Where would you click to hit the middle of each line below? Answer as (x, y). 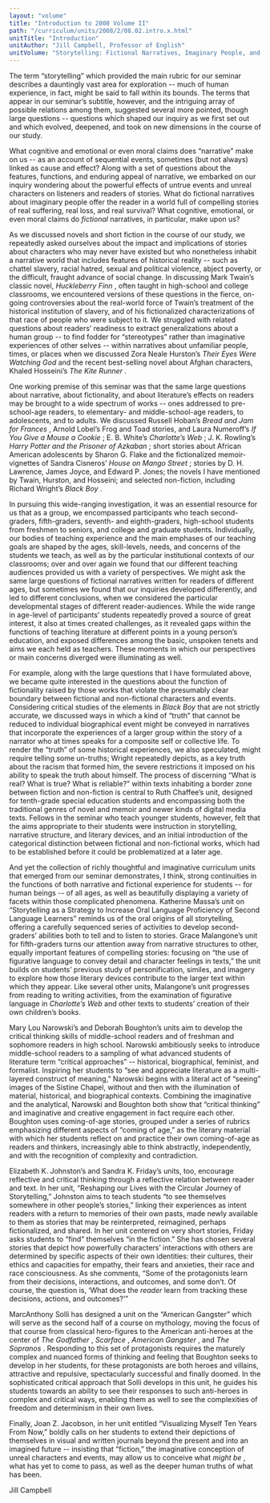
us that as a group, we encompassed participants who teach (109, 513)
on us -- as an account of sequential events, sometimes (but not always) (129, 160)
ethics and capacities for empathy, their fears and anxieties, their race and (132, 1265)
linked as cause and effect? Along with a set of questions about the (120, 168)
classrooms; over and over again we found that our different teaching (123, 564)
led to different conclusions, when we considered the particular (114, 598)
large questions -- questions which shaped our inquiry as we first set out (129, 118)
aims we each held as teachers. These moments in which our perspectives (132, 649)
